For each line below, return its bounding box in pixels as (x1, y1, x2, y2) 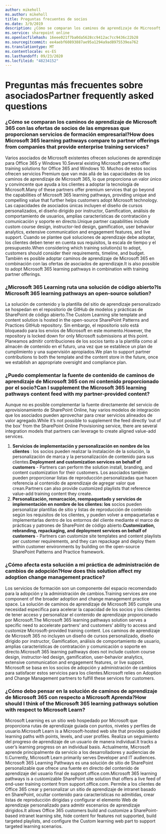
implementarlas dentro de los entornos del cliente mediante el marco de (12, 517, 160, 523)
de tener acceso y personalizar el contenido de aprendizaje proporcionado (5, 611, 158, 617)
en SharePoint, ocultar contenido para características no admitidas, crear (5, 791, 155, 797)
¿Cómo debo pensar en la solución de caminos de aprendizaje (5, 688, 158, 695)
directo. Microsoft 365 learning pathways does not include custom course (5, 648, 155, 655)
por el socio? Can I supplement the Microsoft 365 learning (5, 384, 147, 391)
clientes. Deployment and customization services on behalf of (12, 459, 141, 465)
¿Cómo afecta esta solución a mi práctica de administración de (5, 561, 160, 568)
